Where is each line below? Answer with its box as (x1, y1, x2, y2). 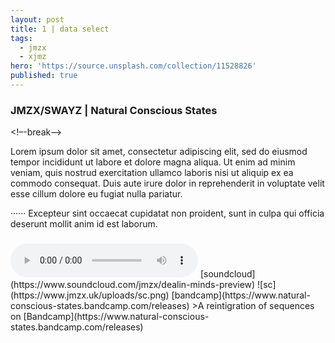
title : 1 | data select (10, 24, 110, 34)
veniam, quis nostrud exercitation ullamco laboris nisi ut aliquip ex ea (10, 167, 294, 179)
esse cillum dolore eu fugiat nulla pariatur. (10, 188, 183, 200)
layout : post (10, 14, 65, 25)
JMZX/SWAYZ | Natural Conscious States (10, 103, 218, 117)
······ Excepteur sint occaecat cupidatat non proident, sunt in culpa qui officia (10, 207, 325, 220)
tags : (10, 33, 33, 43)
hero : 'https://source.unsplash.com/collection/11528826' (10, 61, 257, 71)
